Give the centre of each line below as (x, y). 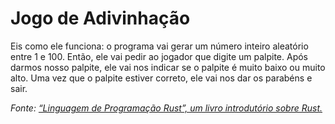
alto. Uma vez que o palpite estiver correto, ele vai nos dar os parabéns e (161, 78)
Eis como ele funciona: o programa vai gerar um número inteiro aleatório (159, 46)
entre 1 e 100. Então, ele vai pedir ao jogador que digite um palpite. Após (159, 56)
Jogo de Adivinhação (100, 18)
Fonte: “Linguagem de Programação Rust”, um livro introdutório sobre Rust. (166, 108)
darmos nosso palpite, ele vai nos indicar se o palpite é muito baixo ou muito (168, 67)
